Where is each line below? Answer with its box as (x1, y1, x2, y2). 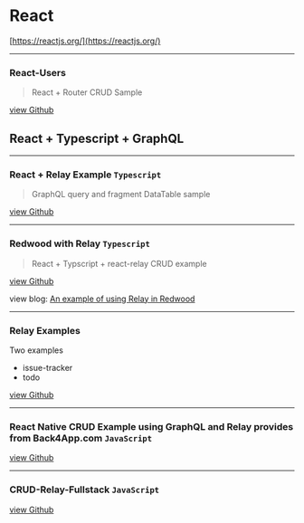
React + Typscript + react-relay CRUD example (31, 258, 207, 269)
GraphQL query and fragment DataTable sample (31, 189, 211, 200)
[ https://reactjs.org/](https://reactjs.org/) (9, 35, 161, 46)
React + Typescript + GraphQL (9, 130, 185, 146)
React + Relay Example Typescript (9, 168, 162, 181)
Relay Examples (9, 324, 81, 337)
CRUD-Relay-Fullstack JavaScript (9, 483, 160, 496)
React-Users (9, 66, 66, 79)
